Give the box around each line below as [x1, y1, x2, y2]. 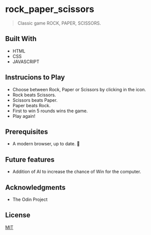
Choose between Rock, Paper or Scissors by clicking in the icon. [12, 86, 146, 92]
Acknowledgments [5, 183, 66, 191]
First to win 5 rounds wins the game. [12, 108, 88, 114]
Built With [5, 35, 37, 43]
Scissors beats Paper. [12, 97, 58, 103]
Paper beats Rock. [12, 102, 51, 108]
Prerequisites [5, 127, 48, 136]
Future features [5, 155, 55, 164]
